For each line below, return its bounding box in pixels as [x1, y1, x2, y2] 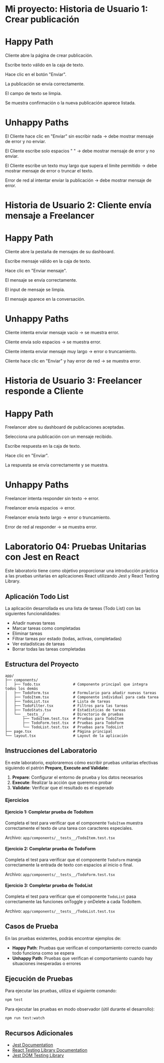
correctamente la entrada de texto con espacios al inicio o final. [5, 862, 134, 868]
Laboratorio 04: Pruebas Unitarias [5, 541, 147, 552]
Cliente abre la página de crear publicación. [5, 52, 93, 58]
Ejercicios [5, 797, 29, 804]
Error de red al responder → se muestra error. [5, 524, 97, 530]
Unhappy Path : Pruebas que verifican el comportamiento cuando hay [12, 955, 153, 961]
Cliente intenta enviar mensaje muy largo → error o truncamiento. [5, 349, 137, 355]
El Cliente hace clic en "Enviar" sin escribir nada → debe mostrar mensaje [5, 133, 154, 139]
